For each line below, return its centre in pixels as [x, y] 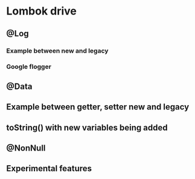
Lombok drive [41, 11]
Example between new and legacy [57, 51]
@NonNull [26, 148]
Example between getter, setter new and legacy [98, 107]
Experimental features [49, 168]
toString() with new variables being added [87, 127]
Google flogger [29, 67]
